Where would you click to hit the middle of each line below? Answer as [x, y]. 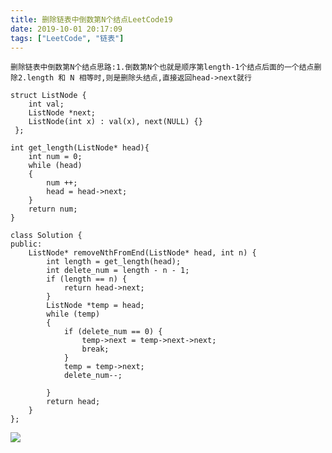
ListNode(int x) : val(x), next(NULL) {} [115, 122]
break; [95, 349]
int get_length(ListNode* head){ [80, 148]
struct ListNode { [48, 96]
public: [26, 244]
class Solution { [46, 236]
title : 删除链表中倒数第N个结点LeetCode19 [91, 19]
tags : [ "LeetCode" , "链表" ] [67, 38]
